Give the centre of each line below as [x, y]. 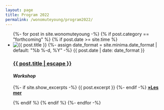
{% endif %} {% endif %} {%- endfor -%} [57, 102]
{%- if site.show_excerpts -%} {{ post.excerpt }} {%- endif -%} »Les [86, 87]
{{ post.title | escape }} [42, 63]
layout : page [19, 10]
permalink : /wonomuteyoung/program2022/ [49, 19]
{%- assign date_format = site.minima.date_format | [103, 45]
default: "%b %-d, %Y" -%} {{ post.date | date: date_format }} [79, 50]
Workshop [24, 76]
